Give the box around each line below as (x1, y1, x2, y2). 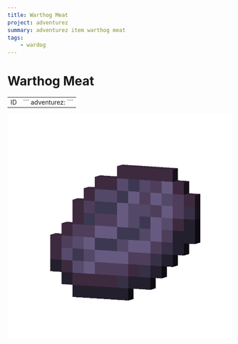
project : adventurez (7, 19, 69, 26)
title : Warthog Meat (7, 11, 69, 19)
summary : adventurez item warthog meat (7, 26, 126, 33)
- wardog (20, 41, 46, 49)
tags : (7, 34, 24, 41)
